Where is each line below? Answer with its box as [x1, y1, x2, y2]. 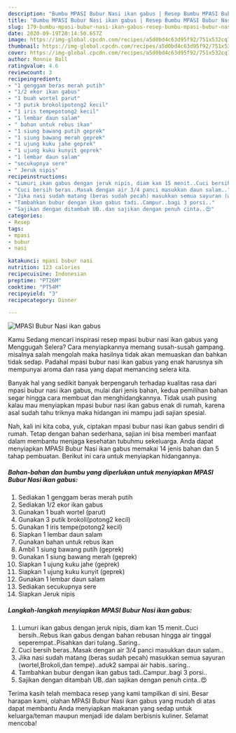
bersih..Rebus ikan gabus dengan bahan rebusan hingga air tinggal [18, 631, 211, 640]
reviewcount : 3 [8, 69, 53, 76]
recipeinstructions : [8, 173, 69, 180]
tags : [8, 225, 24, 232]
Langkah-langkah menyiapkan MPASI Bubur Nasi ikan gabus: [8, 605, 192, 614]
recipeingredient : [8, 75, 62, 83]
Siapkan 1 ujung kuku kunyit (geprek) [18, 568, 125, 576]
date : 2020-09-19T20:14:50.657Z [8, 29, 102, 37]
